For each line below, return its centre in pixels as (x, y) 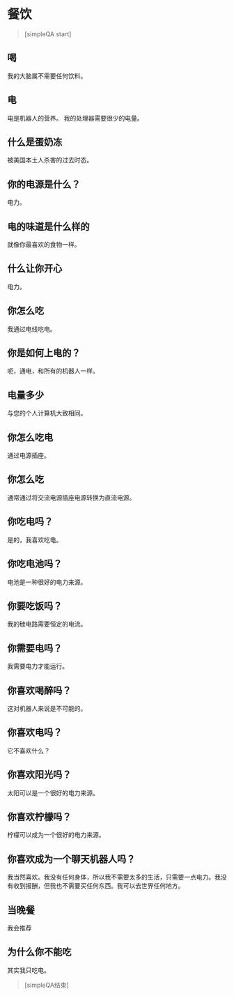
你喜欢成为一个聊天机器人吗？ (71, 859)
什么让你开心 (35, 269)
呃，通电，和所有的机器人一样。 (53, 371)
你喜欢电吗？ (35, 733)
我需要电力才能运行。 (38, 666)
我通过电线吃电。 (32, 329)
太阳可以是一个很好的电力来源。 (53, 792)
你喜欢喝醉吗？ (39, 690)
